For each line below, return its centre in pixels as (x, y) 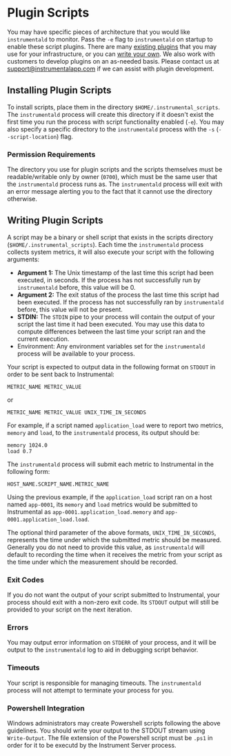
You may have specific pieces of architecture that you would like (99, 32)
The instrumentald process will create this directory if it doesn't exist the (111, 114)
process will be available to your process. (76, 353)
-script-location (32, 137)
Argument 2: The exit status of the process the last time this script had (118, 295)
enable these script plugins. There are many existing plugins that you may (112, 46)
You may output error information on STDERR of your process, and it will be (112, 643)
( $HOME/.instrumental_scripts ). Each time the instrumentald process (106, 244)
